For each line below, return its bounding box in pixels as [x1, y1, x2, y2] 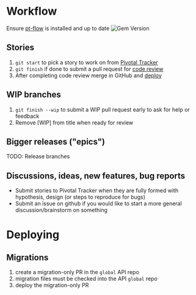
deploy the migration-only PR [15, 282, 89, 289]
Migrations [6, 252, 49, 262]
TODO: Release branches [6, 153, 70, 160]
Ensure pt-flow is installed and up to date [6, 25, 110, 32]
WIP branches [6, 90, 61, 100]
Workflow [6, 4, 57, 18]
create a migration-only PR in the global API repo [15, 269, 139, 276]
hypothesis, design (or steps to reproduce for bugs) [15, 193, 145, 201]
